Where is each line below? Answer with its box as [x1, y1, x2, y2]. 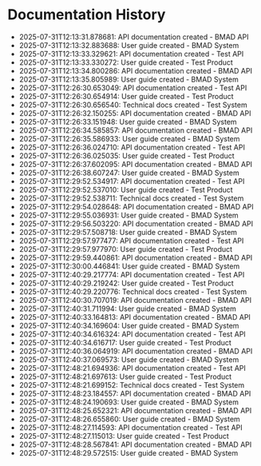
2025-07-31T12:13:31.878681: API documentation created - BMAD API [18, 32, 249, 42]
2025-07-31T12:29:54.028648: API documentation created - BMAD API [18, 201, 254, 211]
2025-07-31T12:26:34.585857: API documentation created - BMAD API [18, 125, 253, 135]
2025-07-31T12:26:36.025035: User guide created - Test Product [18, 150, 235, 161]
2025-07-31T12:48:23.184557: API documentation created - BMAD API [18, 388, 251, 398]
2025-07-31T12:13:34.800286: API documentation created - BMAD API [18, 66, 253, 75]
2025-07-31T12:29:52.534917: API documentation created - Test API [18, 176, 245, 185]
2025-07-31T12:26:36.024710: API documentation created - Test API [18, 142, 245, 152]
